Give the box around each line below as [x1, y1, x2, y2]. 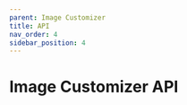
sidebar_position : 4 [9, 38, 87, 48]
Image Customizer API [9, 77, 179, 97]
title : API [9, 22, 50, 31]
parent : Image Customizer [9, 13, 106, 22]
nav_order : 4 [9, 30, 58, 39]
